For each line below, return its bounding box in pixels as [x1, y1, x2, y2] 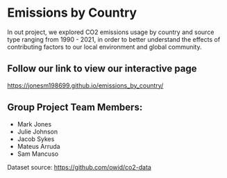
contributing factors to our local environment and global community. [7, 42, 202, 51]
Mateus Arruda [17, 142, 60, 150]
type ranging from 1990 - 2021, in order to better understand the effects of [7, 35, 221, 43]
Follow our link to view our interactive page [7, 63, 197, 74]
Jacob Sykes [17, 134, 55, 143]
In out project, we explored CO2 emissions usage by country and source [7, 28, 215, 36]
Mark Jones [17, 120, 52, 128]
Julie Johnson [17, 127, 58, 136]
